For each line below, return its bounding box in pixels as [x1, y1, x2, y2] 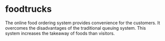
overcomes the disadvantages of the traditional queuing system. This [5, 25, 146, 31]
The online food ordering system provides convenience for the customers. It [5, 20, 161, 26]
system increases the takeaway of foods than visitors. [5, 30, 115, 36]
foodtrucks [5, 3, 52, 15]
